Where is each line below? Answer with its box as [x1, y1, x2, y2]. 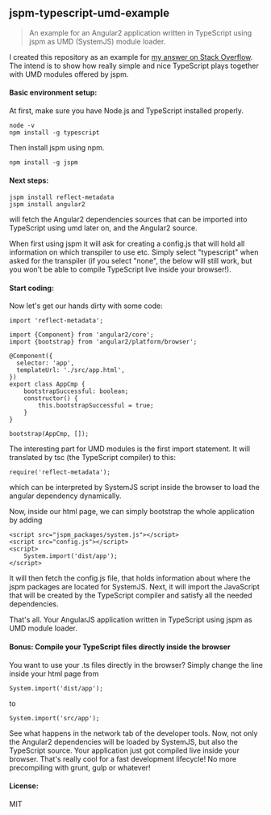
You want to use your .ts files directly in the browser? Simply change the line [9, 660, 263, 669]
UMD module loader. [9, 623, 78, 633]
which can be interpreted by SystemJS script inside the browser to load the [9, 483, 261, 492]
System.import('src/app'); [9, 714, 100, 722]
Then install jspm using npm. [9, 143, 105, 153]
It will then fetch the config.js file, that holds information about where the [9, 573, 251, 583]
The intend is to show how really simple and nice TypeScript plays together [9, 61, 259, 70]
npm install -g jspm [9, 158, 79, 167]
